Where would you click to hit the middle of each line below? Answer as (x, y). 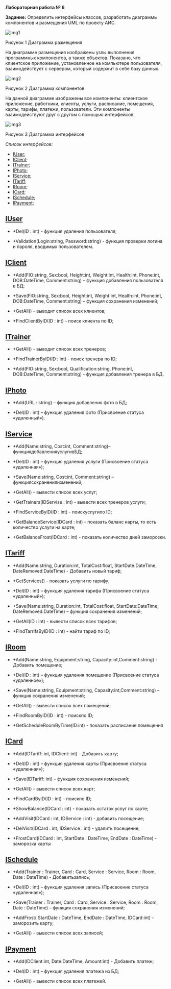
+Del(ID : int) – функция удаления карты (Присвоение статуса (80, 763)
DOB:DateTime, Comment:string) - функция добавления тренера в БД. (88, 374)
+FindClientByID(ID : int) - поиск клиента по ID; (63, 320)
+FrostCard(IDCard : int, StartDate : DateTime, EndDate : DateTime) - (85, 838)
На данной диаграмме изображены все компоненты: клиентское (77, 98)
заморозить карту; (33, 923)
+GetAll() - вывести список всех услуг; (55, 492)
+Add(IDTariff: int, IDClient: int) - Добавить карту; (65, 753)
